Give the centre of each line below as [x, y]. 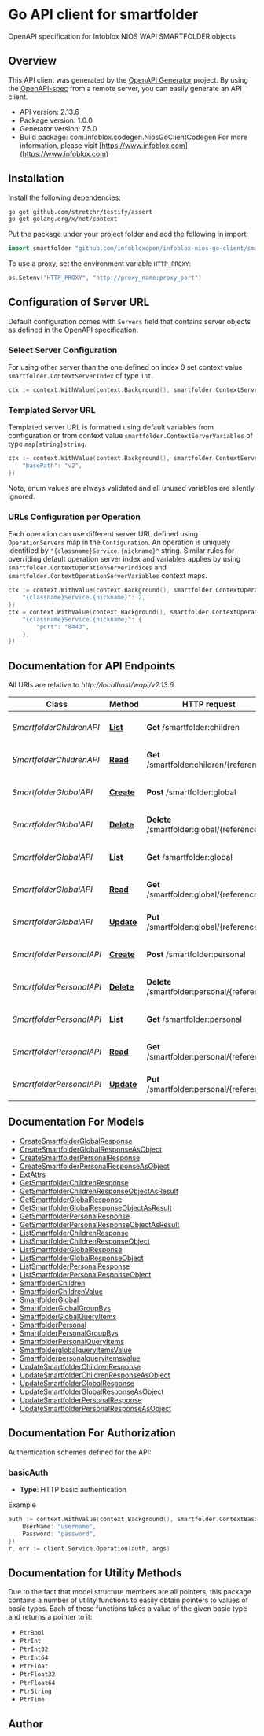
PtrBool [32, 1633]
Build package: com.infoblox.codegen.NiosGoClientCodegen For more [133, 137]
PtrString [36, 1692]
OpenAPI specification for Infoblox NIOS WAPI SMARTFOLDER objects [122, 36]
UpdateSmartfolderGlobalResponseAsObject [92, 1391]
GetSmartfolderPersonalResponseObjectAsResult [99, 1224]
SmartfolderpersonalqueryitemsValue [80, 1358]
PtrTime [32, 1700]
